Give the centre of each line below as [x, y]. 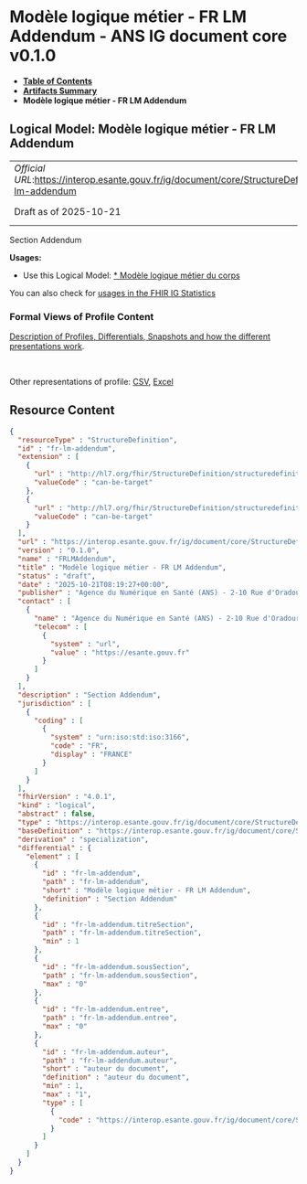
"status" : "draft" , [57, 576]
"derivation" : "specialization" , [83, 839]
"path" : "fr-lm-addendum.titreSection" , [122, 933]
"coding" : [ [58, 720]
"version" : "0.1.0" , [59, 550]
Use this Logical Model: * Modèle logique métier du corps [131, 275]
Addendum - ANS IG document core [148, 36]
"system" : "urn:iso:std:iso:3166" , [120, 738]
